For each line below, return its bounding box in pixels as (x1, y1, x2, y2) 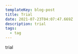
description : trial (5, 21, 46, 26)
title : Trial (5, 12, 33, 17)
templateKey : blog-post (5, 7, 55, 12)
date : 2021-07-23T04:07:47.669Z (5, 16, 73, 21)
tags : (5, 26, 17, 31)
